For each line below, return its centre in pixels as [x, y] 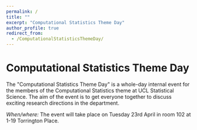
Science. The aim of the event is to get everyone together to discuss [89, 96]
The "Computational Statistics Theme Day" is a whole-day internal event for [98, 84]
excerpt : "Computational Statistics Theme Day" [66, 22]
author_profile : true [33, 28]
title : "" [18, 17]
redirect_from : [25, 34]
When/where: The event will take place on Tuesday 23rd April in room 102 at [98, 114]
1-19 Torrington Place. [33, 121]
